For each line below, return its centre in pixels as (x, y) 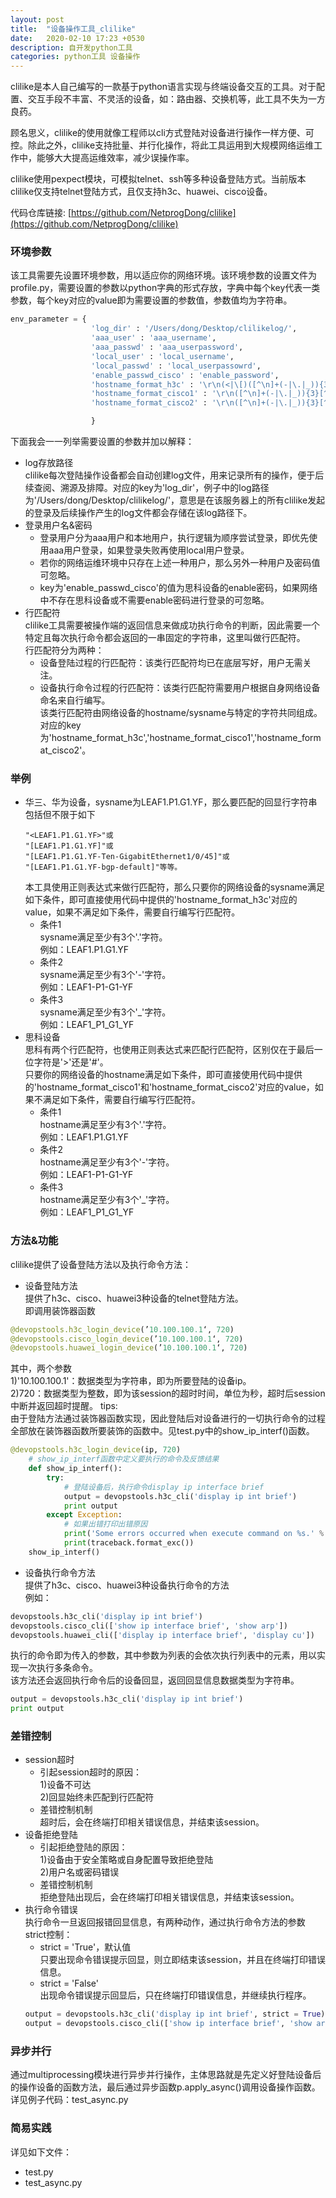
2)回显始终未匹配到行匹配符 (97, 1797)
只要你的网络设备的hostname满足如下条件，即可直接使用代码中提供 (163, 1075)
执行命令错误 (51, 1910)
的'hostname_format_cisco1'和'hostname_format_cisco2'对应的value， (169, 1087)
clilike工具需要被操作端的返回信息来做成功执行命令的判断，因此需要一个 (172, 625)
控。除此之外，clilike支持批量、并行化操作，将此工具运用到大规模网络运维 (162, 145)
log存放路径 (49, 463)
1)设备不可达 (65, 1785)
